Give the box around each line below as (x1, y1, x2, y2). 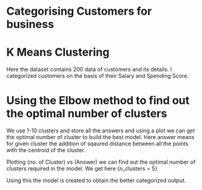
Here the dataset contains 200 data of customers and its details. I (6, 66, 172, 73)
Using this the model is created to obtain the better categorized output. (6, 177, 186, 184)
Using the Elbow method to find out (6, 94, 190, 108)
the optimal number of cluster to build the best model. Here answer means (6, 134, 195, 141)
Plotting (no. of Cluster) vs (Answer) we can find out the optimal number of (6, 158, 196, 166)
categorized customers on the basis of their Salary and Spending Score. (6, 72, 189, 80)
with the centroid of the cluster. (6, 146, 86, 154)
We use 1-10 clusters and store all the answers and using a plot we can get (6, 127, 195, 134)
